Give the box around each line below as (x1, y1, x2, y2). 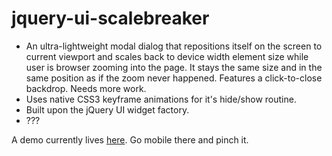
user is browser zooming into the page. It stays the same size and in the (25, 61, 323, 73)
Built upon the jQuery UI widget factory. (25, 103, 190, 116)
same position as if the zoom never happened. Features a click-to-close (25, 72, 323, 84)
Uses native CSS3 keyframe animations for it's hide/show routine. (25, 93, 297, 105)
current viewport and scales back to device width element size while (25, 50, 309, 62)
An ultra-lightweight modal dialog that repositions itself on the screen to (25, 40, 323, 52)
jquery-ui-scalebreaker (11, 7, 210, 30)
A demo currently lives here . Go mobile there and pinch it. (11, 133, 249, 146)
